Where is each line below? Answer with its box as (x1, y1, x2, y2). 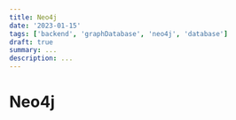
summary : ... (9, 46, 58, 55)
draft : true (9, 37, 53, 47)
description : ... (9, 54, 74, 63)
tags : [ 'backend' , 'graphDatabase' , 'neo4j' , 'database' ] (9, 29, 228, 38)
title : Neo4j (9, 12, 58, 22)
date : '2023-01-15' (9, 21, 82, 30)
